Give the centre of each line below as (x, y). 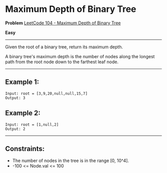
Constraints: (25, 148)
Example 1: (22, 82)
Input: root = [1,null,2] (32, 125)
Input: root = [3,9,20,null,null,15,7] (46, 93)
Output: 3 (15, 98)
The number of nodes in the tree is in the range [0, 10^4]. (71, 161)
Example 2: (23, 113)
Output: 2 (15, 129)
